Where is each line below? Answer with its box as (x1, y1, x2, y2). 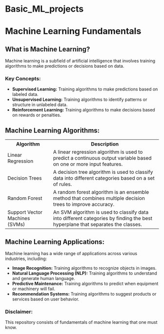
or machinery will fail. (12, 286, 56, 292)
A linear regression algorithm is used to (53, 148, 143, 155)
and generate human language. (12, 276, 76, 281)
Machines (7, 215, 30, 222)
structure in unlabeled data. (12, 102, 68, 108)
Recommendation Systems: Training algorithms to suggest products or (12, 291, 157, 297)
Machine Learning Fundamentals (5, 26, 142, 37)
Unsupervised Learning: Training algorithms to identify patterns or (12, 96, 147, 103)
